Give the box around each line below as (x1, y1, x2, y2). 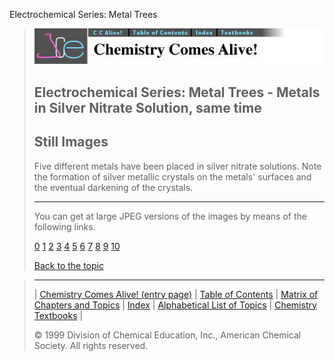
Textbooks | (33, 309, 84, 321)
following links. (33, 220, 96, 233)
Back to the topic (33, 259, 104, 271)
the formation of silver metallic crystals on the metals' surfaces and (33, 170, 312, 183)
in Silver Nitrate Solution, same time (33, 99, 262, 116)
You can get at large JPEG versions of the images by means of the (33, 210, 307, 222)
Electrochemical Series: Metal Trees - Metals (33, 84, 321, 101)
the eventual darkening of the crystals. (33, 181, 194, 193)
